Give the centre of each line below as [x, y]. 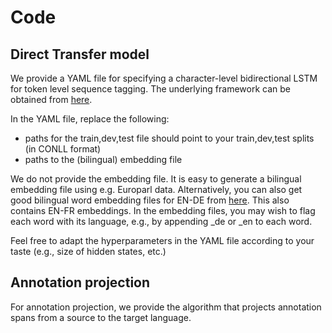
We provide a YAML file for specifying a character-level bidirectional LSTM [164, 78]
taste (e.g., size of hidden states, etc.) [88, 251]
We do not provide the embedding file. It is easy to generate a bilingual [156, 179]
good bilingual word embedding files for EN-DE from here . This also [150, 200]
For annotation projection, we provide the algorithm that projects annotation [166, 307]
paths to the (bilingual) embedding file [103, 159]
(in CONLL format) [63, 149]
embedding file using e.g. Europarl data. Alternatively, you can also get [156, 189]
